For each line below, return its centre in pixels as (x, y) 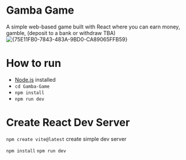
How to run (34, 63)
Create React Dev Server (68, 123)
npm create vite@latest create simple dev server (66, 139)
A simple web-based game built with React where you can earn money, (93, 27)
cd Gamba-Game (32, 87)
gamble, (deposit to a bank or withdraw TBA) (61, 33)
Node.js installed (35, 79)
